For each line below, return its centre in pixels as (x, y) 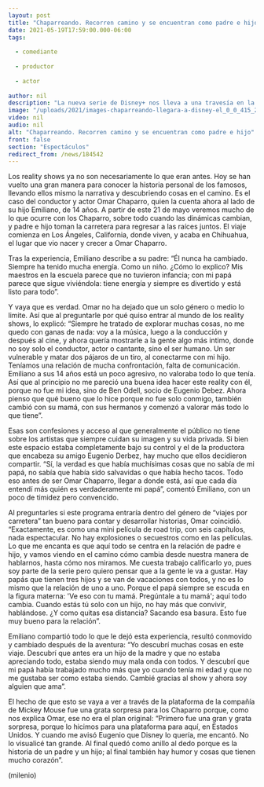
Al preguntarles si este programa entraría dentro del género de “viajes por (128, 513)
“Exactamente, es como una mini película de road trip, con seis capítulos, (127, 529)
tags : (17, 37)
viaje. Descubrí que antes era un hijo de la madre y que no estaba (114, 653)
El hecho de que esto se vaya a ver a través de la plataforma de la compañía (132, 702)
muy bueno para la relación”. (54, 621)
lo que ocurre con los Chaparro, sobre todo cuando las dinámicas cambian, (130, 218)
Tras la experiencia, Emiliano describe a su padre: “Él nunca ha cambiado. (128, 258)
